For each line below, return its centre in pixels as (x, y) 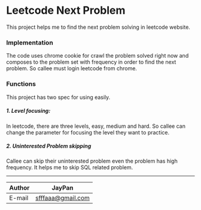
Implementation (30, 43)
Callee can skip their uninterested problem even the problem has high (92, 161)
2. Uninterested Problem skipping (49, 146)
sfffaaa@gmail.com (63, 198)
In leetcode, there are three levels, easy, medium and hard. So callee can (96, 126)
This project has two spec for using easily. (58, 97)
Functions (21, 84)
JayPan (63, 188)
